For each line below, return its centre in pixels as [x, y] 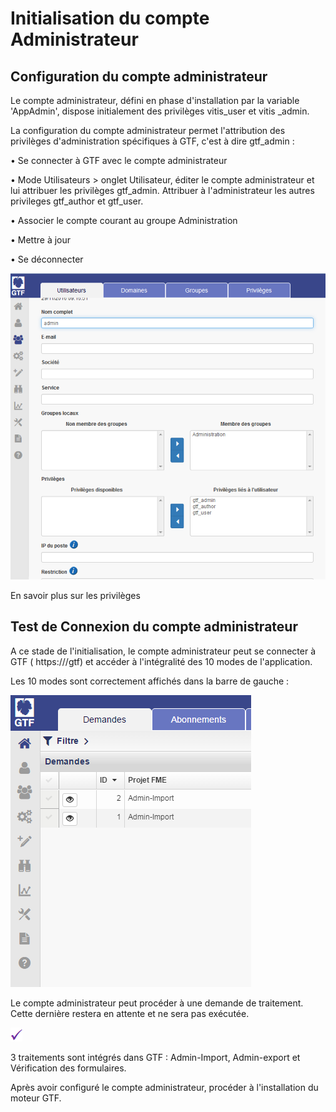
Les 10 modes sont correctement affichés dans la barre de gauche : [150, 681]
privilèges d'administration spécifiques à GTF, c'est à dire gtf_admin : [152, 141]
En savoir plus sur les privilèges [75, 595]
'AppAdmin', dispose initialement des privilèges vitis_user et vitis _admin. [160, 111]
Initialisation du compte [110, 18]
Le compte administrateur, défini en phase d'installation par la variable [155, 100]
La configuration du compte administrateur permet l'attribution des [148, 130]
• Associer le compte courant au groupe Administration [124, 220]
